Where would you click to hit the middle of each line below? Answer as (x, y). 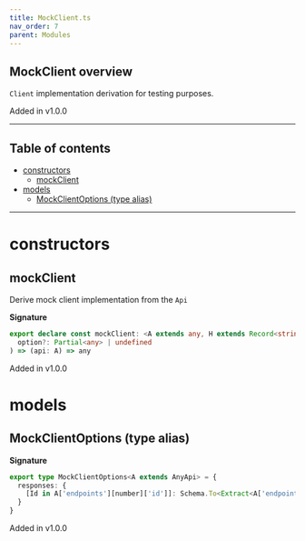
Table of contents (60, 148)
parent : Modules (40, 35)
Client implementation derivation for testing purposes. (112, 94)
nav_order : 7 (34, 26)
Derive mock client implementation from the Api (98, 300)
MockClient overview (71, 71)
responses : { (42, 486)
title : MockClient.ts (50, 18)
